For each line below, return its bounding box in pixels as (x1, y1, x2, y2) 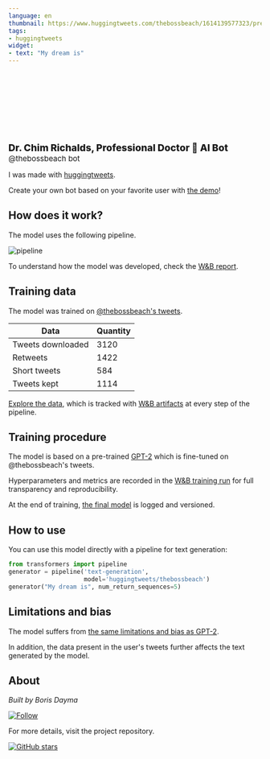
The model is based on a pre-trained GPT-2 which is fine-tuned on (8, 452, 229, 461)
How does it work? (8, 208, 104, 222)
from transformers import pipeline (8, 560, 128, 568)
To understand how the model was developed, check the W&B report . (8, 261, 239, 270)
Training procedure (8, 431, 107, 444)
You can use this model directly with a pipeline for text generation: (8, 545, 227, 555)
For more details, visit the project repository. (8, 726, 155, 736)
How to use (8, 523, 66, 537)
